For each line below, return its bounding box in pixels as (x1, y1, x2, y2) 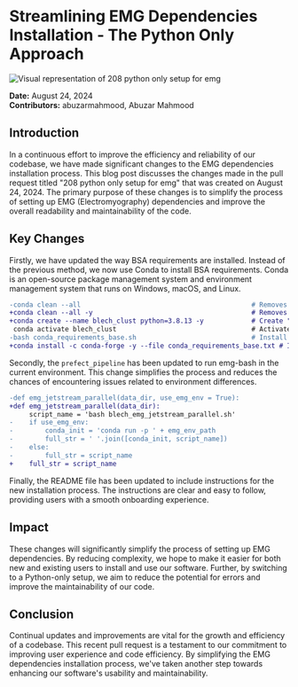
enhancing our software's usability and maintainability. (9, 667, 208, 679)
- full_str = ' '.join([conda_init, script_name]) (9, 434, 228, 444)
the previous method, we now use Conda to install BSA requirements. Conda (9, 264, 289, 275)
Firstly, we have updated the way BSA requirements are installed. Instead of (9, 254, 286, 265)
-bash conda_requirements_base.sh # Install (9, 333, 288, 342)
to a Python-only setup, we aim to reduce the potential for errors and (9, 572, 261, 582)
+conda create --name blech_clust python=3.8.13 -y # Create (9, 316, 284, 325)
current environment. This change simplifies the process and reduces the (9, 366, 278, 378)
